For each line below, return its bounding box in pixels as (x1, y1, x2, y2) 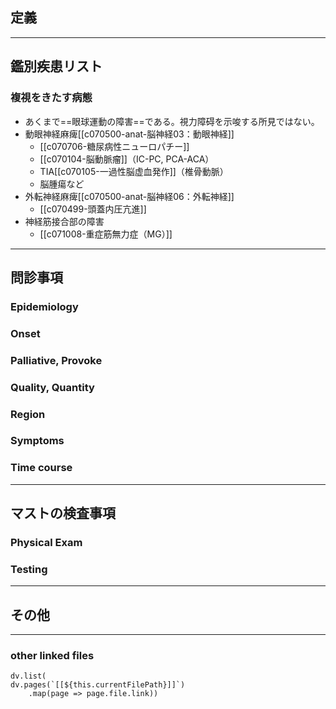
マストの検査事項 (10, 505, 116, 522)
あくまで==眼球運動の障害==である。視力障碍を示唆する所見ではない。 (24, 115, 320, 127)
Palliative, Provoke (10, 353, 103, 367)
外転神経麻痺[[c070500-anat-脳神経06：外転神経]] (24, 190, 235, 202)
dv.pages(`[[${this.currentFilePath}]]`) (10, 680, 186, 690)
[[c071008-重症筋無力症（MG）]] (39, 228, 173, 240)
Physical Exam (10, 536, 83, 550)
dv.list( (10, 671, 47, 682)
